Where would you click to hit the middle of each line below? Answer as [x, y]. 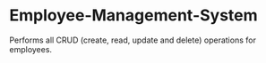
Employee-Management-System [133, 16]
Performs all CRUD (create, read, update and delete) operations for [133, 40]
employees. [30, 49]
